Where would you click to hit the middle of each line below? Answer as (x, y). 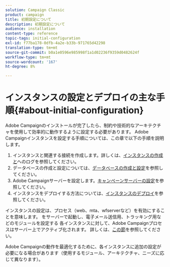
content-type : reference (31, 34)
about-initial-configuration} (84, 110)
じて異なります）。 (24, 259)
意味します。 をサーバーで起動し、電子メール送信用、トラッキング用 (86, 217)
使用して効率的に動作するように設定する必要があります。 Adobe (81, 132)
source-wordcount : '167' (31, 62)
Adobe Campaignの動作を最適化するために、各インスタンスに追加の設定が (83, 247)
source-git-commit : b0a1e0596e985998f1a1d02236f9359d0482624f (72, 52)
